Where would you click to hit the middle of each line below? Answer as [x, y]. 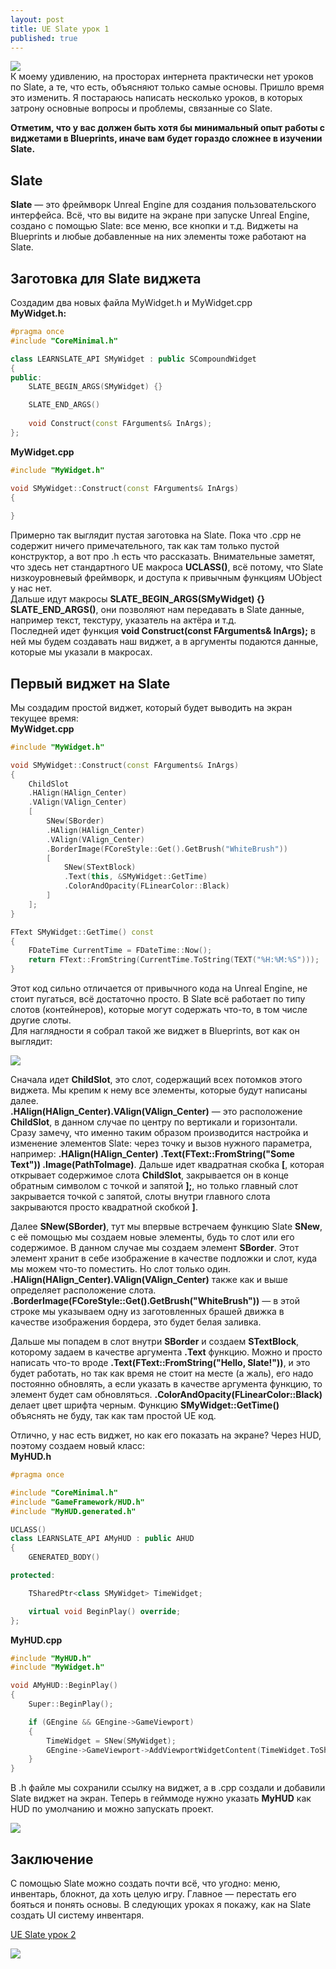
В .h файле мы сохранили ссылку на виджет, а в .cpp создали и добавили [168, 1788]
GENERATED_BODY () [64, 1557]
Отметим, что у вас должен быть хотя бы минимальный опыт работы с [168, 128]
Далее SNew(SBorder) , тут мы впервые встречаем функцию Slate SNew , [166, 1227]
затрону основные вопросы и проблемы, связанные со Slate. [141, 108]
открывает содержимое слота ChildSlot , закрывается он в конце [149, 1175]
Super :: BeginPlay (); [71, 1704]
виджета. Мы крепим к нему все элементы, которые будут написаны [159, 1090]
